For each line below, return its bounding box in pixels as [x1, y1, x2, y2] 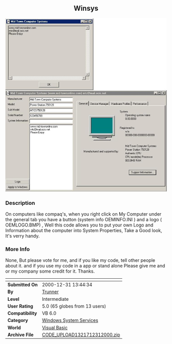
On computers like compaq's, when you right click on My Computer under [5, 211, 162, 217]
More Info [5, 246, 30, 253]
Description [5, 199, 35, 206]
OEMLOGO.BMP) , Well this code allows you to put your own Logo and [5, 222, 154, 228]
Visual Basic [41, 324, 68, 331]
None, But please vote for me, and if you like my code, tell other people [5, 257, 155, 263]
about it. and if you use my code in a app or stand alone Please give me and [5, 263, 165, 269]
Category [7, 317, 28, 323]
